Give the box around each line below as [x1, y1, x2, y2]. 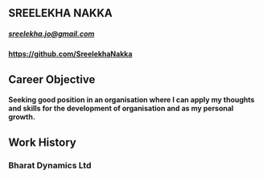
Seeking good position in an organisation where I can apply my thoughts [8, 95, 255, 105]
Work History [8, 135, 76, 149]
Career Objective [8, 72, 96, 86]
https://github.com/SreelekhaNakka [8, 49, 133, 59]
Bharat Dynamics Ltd [8, 159, 92, 171]
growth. [8, 112, 36, 122]
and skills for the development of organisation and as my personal [8, 104, 234, 114]
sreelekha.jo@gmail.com [8, 28, 95, 39]
